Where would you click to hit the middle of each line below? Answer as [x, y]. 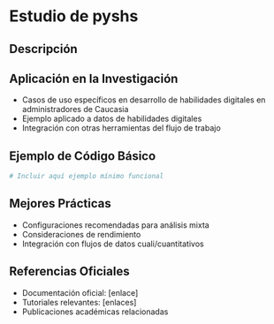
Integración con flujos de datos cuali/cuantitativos [113, 244]
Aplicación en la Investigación [94, 78]
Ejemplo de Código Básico [83, 156]
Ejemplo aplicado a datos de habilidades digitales [112, 119]
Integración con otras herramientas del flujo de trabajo [121, 128]
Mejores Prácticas [61, 203]
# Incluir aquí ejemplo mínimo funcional [87, 177]
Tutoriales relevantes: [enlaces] [79, 302]
